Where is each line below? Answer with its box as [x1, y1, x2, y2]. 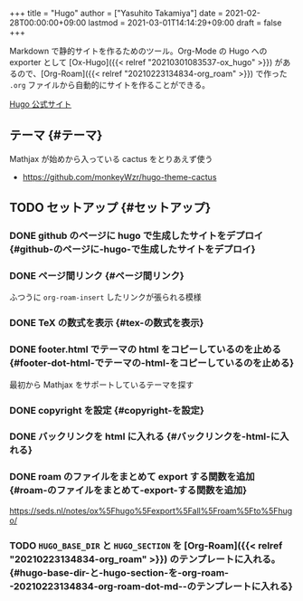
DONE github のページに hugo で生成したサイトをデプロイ [9, 230, 264, 243]
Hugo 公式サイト [9, 99, 72, 110]
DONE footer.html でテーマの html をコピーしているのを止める [9, 343, 282, 356]
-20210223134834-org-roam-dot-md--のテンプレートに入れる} [9, 579, 294, 592]
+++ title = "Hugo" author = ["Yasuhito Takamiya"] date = [9, 8, 223, 18]
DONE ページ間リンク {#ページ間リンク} [9, 270, 185, 282]
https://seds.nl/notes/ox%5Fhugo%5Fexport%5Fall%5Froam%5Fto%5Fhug [9, 505, 293, 516]
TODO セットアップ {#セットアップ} [9, 200, 212, 215]
